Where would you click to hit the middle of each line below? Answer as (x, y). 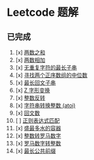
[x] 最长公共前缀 (36, 151)
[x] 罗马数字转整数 (38, 143)
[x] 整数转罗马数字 (38, 136)
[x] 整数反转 (30, 98)
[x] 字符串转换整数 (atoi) (45, 105)
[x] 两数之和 (30, 52)
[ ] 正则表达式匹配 (37, 121)
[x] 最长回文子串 (36, 83)
